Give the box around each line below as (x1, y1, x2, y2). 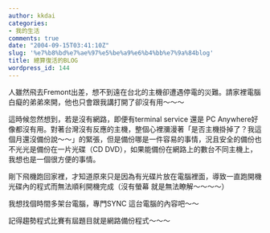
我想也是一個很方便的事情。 (8, 154, 100, 164)
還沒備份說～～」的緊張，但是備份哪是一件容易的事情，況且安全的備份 (22, 134, 255, 144)
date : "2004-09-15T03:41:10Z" (8, 42, 110, 50)
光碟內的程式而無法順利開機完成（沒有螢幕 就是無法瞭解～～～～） (8, 182, 229, 191)
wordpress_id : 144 (8, 64, 70, 72)
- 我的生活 (8, 27, 40, 35)
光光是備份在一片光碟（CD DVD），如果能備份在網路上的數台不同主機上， (14, 144, 257, 153)
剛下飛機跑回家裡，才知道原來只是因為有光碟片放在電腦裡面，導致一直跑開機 (8, 171, 262, 181)
